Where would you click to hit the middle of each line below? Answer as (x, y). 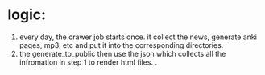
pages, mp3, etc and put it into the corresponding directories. (121, 45)
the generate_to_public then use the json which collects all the (122, 53)
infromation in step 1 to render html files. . (88, 62)
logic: (27, 15)
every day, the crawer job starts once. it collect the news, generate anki (138, 37)
